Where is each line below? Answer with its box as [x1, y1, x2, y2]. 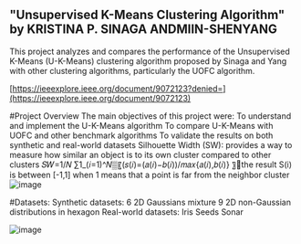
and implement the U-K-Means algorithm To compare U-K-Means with [9, 120, 274, 131]
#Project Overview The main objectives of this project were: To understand [9, 110, 292, 122]
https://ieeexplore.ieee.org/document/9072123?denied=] [12, 82, 226, 94]
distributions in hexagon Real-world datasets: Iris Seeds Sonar [9, 206, 244, 217]
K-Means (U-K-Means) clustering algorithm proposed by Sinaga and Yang [9, 55, 287, 67]
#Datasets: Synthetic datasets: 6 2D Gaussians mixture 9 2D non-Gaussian [9, 196, 292, 207]
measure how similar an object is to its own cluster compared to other [9, 149, 272, 160]
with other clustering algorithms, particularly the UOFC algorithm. [9, 65, 255, 76]
